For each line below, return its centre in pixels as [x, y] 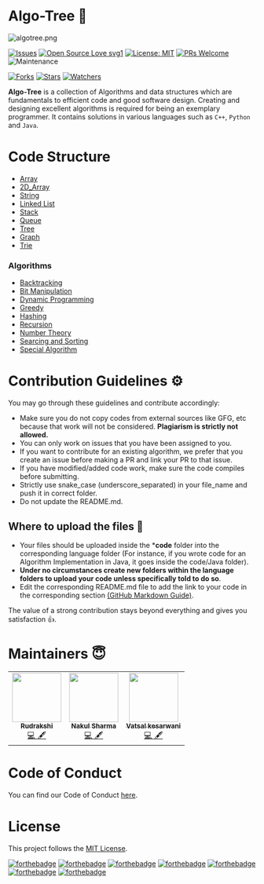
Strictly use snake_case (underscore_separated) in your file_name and [133, 485]
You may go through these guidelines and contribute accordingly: [114, 403]
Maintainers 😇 [57, 654]
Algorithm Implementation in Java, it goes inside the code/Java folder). [134, 561]
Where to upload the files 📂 [76, 526]
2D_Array [35, 187]
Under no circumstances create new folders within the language [126, 570]
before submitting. [49, 477]
